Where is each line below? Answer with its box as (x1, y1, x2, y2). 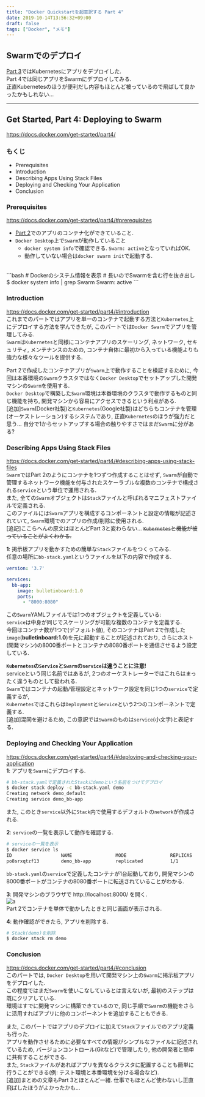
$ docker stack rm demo (6, 935, 67, 942)
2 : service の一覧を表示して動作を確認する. (6, 829, 114, 836)
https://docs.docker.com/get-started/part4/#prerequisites (6, 217, 153, 224)
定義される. (16, 502, 46, 509)
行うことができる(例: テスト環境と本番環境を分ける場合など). (6, 1068, 159, 1076)
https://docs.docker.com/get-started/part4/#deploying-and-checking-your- (6, 753, 197, 760)
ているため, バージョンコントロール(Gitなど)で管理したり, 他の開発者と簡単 (6, 1046, 195, 1053)
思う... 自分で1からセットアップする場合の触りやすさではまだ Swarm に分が (6, 420, 189, 428)
